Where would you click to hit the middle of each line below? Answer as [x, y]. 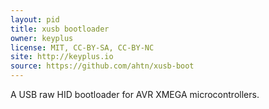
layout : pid [35, 19]
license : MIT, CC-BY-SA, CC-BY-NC [82, 47]
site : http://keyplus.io [62, 57]
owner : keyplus [42, 38]
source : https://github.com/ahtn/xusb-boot [102, 66]
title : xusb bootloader [60, 29]
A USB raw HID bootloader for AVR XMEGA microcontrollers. [135, 94]
